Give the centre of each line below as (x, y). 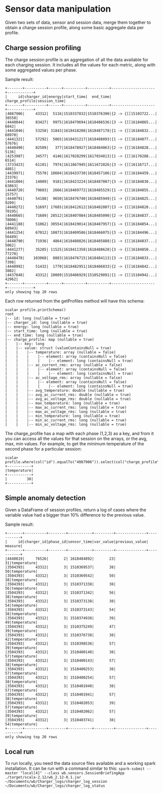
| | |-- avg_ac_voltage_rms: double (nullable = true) (68, 399)
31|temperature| (21, 563)
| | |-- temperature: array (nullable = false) (61, 352)
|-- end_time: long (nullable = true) (44, 335)
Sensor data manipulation (58, 9)
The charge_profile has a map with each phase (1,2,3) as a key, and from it (79, 433)
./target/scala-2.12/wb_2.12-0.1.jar (43, 777)
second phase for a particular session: (43, 449)
